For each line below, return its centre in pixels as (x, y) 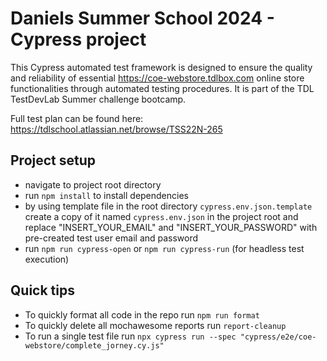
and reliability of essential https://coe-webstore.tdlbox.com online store (157, 78)
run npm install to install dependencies (106, 195)
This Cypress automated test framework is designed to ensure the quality (161, 67)
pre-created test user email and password (111, 238)
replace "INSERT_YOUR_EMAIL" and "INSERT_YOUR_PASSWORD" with (171, 227)
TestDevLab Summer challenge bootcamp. (98, 99)
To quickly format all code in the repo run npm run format (142, 314)
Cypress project (78, 39)
